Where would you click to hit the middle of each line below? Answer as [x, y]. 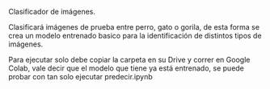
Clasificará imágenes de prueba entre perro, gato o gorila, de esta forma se [134, 27]
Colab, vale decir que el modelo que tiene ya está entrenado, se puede [127, 68]
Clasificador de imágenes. [52, 12]
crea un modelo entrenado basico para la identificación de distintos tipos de [135, 36]
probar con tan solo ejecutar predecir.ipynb [81, 77]
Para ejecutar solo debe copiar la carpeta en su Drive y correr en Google [129, 60]
